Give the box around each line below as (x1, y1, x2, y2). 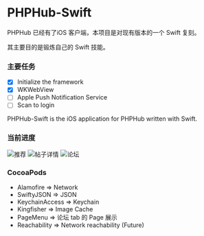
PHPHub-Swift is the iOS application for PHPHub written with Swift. (7, 115, 198, 123)
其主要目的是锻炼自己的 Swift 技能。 (7, 43, 109, 51)
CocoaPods (7, 167, 47, 177)
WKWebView (16, 86, 54, 94)
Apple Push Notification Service (16, 93, 108, 102)
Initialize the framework (16, 78, 84, 86)
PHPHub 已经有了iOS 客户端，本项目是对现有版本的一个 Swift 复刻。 (7, 28, 201, 36)
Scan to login (16, 101, 55, 109)
